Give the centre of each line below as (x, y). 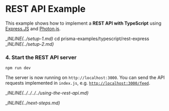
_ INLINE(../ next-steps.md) (33, 103)
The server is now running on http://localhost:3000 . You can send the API (85, 78)
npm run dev (18, 68)
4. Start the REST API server (41, 57)
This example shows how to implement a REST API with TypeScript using (83, 23)
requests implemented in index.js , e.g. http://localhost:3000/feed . (78, 83)
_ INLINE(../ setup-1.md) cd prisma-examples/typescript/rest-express (77, 39)
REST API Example (45, 9)
